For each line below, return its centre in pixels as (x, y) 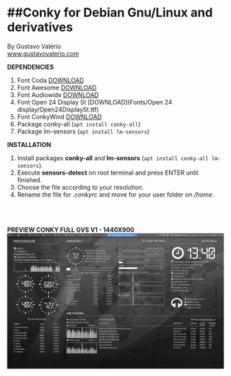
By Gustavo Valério (34, 46)
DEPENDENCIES (31, 67)
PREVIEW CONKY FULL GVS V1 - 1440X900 (71, 230)
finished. (30, 179)
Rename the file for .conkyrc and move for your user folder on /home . (115, 195)
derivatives (40, 27)
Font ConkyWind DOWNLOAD (59, 117)
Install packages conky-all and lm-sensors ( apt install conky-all (113, 158)
